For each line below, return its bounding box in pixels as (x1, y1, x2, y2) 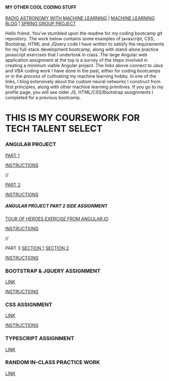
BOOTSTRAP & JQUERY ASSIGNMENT (5, 267, 101, 274)
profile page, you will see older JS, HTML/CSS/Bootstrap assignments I (5, 89, 153, 95)
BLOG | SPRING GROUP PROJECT (5, 21, 76, 27)
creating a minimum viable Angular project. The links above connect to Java (5, 62, 163, 69)
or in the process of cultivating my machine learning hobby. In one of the (5, 73, 156, 79)
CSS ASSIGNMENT (5, 301, 52, 308)
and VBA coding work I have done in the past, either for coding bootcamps (5, 68, 160, 74)
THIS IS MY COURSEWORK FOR (5, 112, 140, 123)
